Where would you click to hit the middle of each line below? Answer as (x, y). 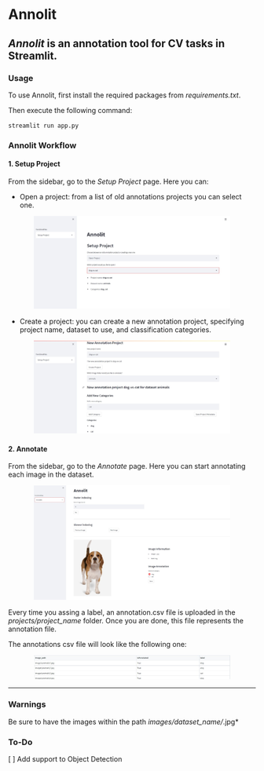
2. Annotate (28, 448)
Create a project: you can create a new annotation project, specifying (132, 321)
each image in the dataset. (51, 475)
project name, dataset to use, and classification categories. (115, 329)
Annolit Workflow (42, 145)
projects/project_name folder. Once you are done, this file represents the (126, 620)
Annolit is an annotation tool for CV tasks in (117, 44)
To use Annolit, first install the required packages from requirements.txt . (125, 95)
